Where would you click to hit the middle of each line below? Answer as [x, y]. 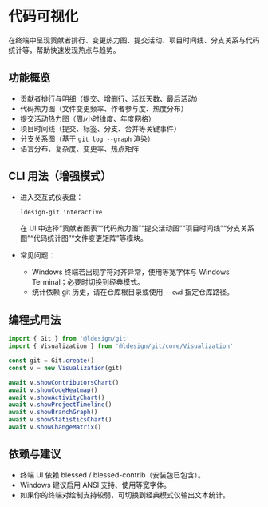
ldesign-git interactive [61, 212]
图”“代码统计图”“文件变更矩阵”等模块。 [83, 238]
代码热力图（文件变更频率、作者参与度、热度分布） [104, 108]
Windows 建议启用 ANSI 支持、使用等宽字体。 [95, 485]
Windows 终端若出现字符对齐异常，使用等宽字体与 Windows [130, 272]
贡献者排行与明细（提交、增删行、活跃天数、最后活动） [110, 98]
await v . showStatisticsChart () [60, 420]
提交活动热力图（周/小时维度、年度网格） [87, 118]
